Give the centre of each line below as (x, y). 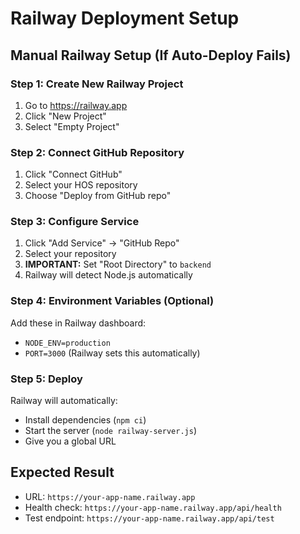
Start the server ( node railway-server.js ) (110, 431)
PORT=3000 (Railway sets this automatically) (112, 353)
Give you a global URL (70, 441)
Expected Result (62, 472)
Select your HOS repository (81, 185)
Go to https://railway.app (76, 105)
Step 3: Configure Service (75, 222)
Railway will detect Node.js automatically (108, 275)
